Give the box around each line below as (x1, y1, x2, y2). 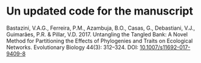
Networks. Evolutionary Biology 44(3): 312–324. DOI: (6, 44, 138, 51)
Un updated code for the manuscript (6, 4, 193, 18)
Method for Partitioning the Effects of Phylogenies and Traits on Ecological (6, 37, 193, 44)
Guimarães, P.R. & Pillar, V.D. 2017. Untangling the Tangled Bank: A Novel (6, 30, 188, 38)
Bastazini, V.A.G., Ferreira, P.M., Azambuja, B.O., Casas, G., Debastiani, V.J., (6, 24, 196, 31)
